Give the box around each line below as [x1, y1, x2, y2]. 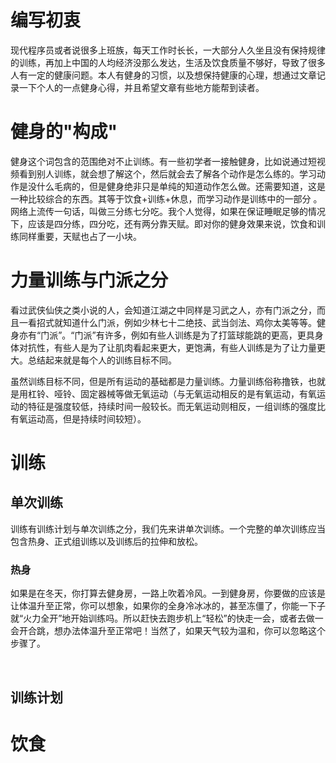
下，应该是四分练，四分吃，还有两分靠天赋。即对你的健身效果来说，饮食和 [10, 217, 317, 230]
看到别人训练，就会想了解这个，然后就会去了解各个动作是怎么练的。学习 [18, 167, 317, 180]
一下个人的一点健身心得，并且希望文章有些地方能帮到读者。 [18, 81, 265, 93]
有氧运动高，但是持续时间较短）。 [10, 412, 147, 425]
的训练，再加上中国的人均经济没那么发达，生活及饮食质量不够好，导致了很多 [10, 56, 326, 68]
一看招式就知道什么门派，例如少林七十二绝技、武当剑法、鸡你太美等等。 [18, 316, 317, 328]
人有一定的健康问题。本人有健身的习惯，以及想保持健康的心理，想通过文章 [10, 69, 317, 81]
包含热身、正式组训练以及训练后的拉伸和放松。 [10, 535, 203, 547]
